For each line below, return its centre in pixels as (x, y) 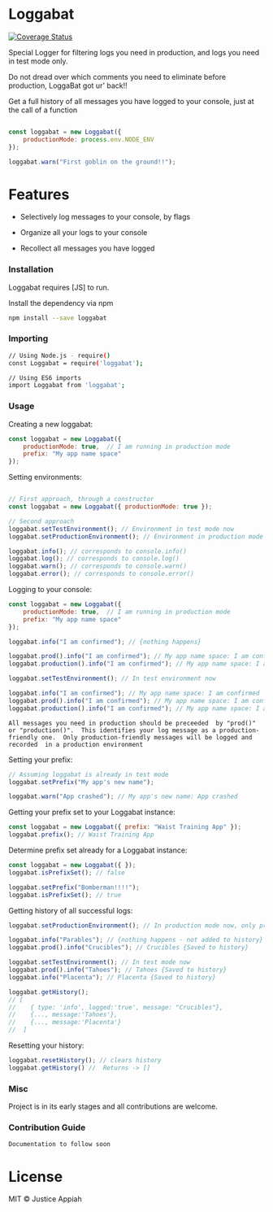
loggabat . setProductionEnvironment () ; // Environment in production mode (136, 536)
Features (39, 194)
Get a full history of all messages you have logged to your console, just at (131, 101)
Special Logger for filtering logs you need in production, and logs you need (134, 52)
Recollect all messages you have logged (87, 248)
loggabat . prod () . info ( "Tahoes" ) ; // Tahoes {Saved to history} (118, 970)
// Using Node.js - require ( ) (60, 355)
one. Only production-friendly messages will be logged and (147, 737)
